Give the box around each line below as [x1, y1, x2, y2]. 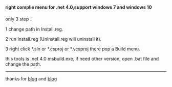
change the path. [5, 61, 41, 67]
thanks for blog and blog [5, 76, 57, 82]
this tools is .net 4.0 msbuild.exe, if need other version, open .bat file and [5, 56, 159, 62]
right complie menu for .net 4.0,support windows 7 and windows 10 [5, 4, 152, 10]
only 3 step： [5, 16, 34, 22]
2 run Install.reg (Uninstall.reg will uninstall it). [5, 36, 102, 42]
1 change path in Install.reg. [5, 26, 63, 33]
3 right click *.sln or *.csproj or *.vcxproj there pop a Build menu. [5, 46, 140, 52]
